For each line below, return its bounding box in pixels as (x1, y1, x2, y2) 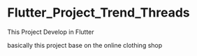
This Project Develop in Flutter (7, 28, 94, 36)
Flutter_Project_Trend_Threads (7, 5, 190, 21)
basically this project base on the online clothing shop (7, 41, 163, 49)
